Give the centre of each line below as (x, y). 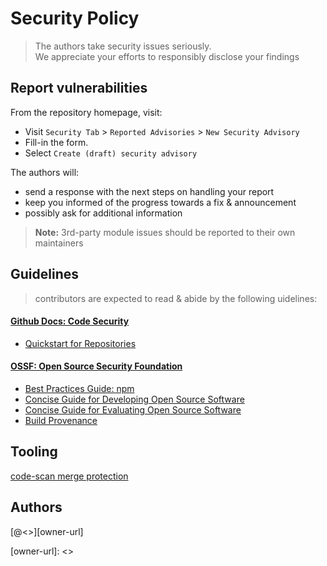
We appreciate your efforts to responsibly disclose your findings (167, 56)
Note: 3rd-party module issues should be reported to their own (165, 232)
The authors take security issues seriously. (123, 46)
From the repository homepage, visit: (86, 112)
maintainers (59, 243)
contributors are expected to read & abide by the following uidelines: (176, 298)
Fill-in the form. (56, 142)
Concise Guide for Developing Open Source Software (134, 399)
